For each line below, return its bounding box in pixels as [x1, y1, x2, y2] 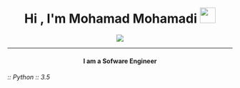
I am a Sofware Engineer [83, 57, 157, 65]
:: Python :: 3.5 [7, 73, 50, 82]
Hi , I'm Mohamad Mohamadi [24, 11, 198, 27]
